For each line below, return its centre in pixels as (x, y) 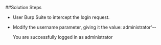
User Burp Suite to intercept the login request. (61, 17)
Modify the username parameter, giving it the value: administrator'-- (85, 27)
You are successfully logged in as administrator (63, 37)
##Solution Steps (24, 7)
